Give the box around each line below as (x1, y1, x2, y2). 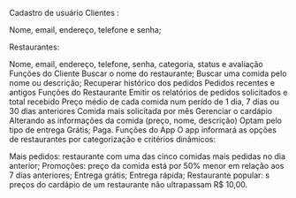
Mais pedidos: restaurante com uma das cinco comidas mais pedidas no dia (9, 151, 285, 162)
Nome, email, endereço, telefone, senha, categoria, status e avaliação (9, 59, 263, 69)
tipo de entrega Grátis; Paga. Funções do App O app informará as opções (9, 125, 277, 135)
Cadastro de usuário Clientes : (9, 8, 119, 18)
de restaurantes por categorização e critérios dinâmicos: (9, 134, 216, 144)
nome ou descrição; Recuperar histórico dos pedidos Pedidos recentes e (9, 78, 276, 88)
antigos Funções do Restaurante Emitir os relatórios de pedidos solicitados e (9, 88, 288, 97)
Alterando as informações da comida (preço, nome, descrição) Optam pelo (9, 115, 283, 126)
